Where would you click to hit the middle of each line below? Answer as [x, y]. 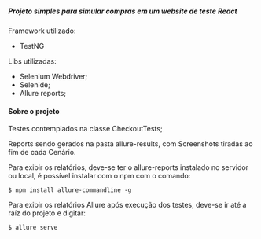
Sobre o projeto [34, 111]
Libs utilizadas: [32, 61]
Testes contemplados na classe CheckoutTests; [85, 129]
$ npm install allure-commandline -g [70, 190]
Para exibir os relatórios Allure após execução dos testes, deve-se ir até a [127, 205]
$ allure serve [33, 228]
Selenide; [35, 85]
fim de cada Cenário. [42, 153]
